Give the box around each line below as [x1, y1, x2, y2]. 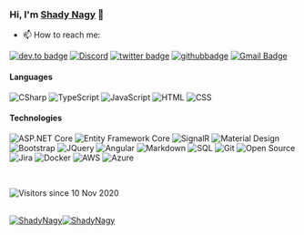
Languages [9, 71, 53, 82]
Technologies [9, 113, 63, 124]
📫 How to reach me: [22, 29, 101, 40]
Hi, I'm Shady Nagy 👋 [9, 8, 105, 21]
